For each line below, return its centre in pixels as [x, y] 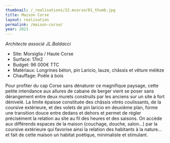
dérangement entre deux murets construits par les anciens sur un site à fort [85, 97]
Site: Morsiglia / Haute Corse [43, 54]
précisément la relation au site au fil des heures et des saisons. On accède [84, 118]
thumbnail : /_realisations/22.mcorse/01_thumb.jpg [60, 10]
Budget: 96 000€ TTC [36, 65]
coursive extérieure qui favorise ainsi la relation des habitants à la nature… [84, 130]
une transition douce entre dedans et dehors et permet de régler [73, 113]
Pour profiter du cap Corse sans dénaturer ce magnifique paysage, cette [82, 86]
